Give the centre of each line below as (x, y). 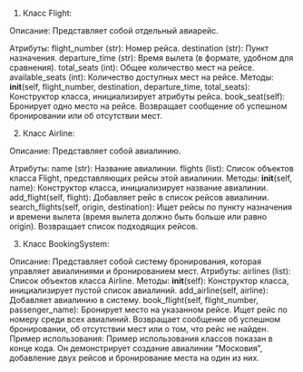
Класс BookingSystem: (66, 244)
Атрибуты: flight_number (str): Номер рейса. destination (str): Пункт (139, 48)
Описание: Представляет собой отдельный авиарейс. (114, 30)
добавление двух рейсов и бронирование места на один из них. (135, 358)
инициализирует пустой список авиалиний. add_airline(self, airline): (139, 290)
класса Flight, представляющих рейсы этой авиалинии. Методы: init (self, (151, 178)
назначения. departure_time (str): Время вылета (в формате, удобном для (151, 58)
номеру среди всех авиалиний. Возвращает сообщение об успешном (145, 319)
